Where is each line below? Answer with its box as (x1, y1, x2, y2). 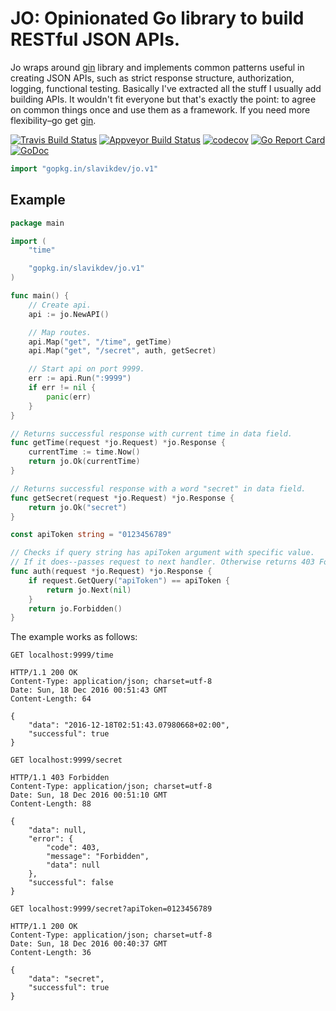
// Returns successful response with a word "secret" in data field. (10, 483, 307, 494)
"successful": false (28, 878, 114, 888)
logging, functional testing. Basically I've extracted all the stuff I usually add (10, 82, 322, 94)
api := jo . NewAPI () (28, 309, 110, 319)
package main (10, 218, 65, 228)
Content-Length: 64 (10, 694, 92, 704)
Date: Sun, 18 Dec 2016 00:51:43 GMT (10, 685, 168, 696)
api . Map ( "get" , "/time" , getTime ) (28, 337, 172, 347)
